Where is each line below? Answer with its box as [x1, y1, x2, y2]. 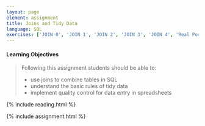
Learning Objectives [6, 50, 59, 58]
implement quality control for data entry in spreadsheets [30, 89, 172, 97]
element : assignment [6, 15, 59, 21]
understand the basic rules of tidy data [30, 83, 128, 90]
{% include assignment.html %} [6, 113, 87, 120]
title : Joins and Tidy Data [6, 20, 78, 26]
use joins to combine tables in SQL [30, 76, 118, 83]
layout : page [6, 9, 40, 15]
